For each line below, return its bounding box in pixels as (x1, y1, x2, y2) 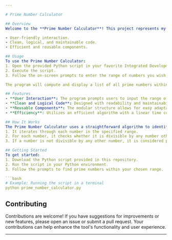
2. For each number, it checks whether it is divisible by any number (5, 134, 159, 139)
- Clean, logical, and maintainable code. (5, 40, 97, 45)
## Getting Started (5, 148, 47, 153)
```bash (5, 176, 22, 181)
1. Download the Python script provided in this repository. (5, 157, 139, 162)
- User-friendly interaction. (5, 35, 70, 40)
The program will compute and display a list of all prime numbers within (5, 82, 168, 87)
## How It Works (5, 119, 40, 125)
